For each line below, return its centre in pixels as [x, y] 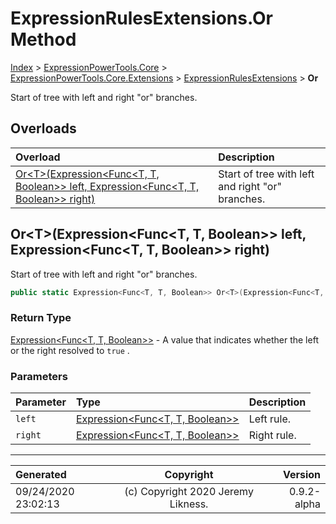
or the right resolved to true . [70, 350]
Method [43, 39]
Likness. [189, 504]
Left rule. [269, 419]
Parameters [39, 376]
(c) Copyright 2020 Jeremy [189, 492]
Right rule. [272, 435]
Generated [41, 475]
